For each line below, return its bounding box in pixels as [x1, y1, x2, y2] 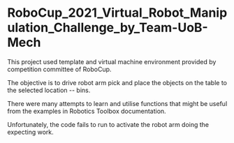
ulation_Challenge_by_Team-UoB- [7, 20, 208, 36]
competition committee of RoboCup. [7, 65, 112, 73]
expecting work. [7, 128, 54, 136]
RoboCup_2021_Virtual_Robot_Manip [7, 5, 228, 21]
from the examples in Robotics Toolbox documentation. [7, 107, 166, 115]
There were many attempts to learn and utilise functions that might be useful [7, 99, 228, 107]
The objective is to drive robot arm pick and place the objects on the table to [7, 78, 227, 86]
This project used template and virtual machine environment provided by [7, 57, 217, 66]
